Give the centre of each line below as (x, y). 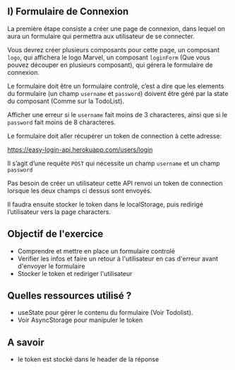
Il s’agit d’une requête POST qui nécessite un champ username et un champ (114, 163)
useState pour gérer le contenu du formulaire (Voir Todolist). (105, 313)
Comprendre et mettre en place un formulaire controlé (96, 251)
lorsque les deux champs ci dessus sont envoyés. (80, 191)
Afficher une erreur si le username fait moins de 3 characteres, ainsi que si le (117, 114)
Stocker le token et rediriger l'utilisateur (75, 273)
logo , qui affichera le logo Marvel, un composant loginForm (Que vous (109, 57)
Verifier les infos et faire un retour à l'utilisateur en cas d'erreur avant (118, 258)
